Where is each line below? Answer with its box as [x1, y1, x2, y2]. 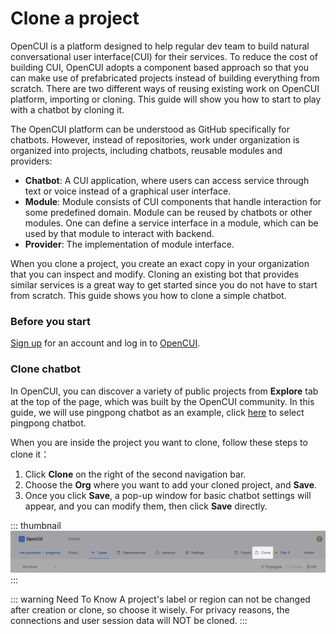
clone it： [10, 448, 50, 460]
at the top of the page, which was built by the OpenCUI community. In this [10, 395, 315, 407]
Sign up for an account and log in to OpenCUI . [10, 337, 201, 349]
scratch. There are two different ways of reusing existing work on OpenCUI [10, 82, 320, 94]
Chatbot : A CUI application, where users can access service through [24, 174, 310, 186]
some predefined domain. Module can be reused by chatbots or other [24, 206, 313, 218]
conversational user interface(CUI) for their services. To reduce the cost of [10, 50, 318, 62]
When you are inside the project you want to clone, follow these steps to [10, 436, 308, 448]
